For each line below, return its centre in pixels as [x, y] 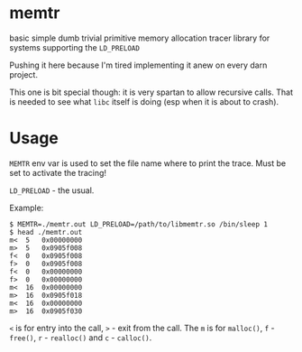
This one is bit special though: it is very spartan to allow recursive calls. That [151, 92]
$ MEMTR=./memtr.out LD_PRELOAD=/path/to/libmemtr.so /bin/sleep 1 [139, 224]
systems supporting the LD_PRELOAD [74, 47]
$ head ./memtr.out [46, 232]
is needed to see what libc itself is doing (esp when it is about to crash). [144, 101]
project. [24, 74]
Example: [27, 208]
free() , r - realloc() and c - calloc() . [81, 338]
